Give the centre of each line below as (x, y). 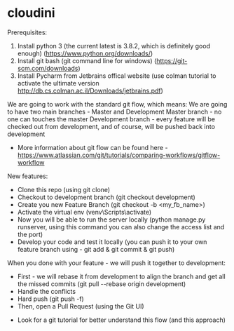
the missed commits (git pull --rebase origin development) (102, 284)
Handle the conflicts (46, 291)
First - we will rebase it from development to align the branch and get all (121, 276)
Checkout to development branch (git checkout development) (106, 197)
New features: (28, 176)
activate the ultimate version (58, 83)
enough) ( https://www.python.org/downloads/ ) (85, 53)
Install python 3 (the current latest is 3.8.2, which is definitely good (113, 46)
